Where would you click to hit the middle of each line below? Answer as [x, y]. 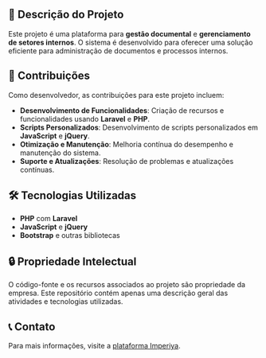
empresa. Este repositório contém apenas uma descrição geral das [118, 293]
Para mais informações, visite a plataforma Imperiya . [94, 346]
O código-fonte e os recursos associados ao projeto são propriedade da [127, 285]
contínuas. [37, 169]
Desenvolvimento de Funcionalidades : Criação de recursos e [122, 110]
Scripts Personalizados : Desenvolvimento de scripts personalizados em [139, 127]
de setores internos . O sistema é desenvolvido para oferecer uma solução [131, 42]
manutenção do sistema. [60, 153]
